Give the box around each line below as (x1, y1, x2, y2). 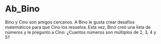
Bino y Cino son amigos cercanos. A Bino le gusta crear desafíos (5, 19, 135, 25)
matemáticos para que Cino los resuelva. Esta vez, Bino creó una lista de (5, 24, 151, 30)
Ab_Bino (5, 3, 40, 14)
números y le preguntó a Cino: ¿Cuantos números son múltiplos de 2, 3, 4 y (5, 29, 157, 35)
